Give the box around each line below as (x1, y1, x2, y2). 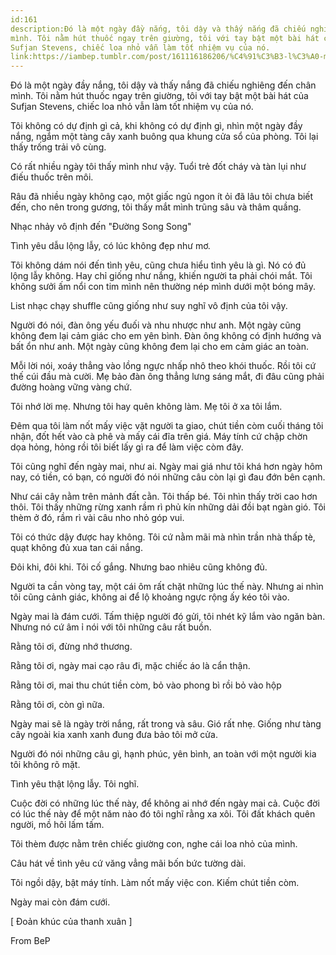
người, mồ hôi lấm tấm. (10, 819, 105, 831)
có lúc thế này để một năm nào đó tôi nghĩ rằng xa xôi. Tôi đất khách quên (10, 808, 316, 820)
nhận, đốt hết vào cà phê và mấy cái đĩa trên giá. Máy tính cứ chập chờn (10, 431, 308, 443)
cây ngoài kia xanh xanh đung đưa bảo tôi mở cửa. (10, 729, 218, 741)
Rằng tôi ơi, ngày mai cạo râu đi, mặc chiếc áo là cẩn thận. (10, 660, 251, 672)
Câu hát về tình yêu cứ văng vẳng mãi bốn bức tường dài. (10, 857, 247, 870)
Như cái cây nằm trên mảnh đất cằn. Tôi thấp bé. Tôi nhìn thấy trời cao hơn (10, 491, 318, 503)
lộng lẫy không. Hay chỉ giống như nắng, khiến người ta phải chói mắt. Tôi (10, 270, 313, 282)
